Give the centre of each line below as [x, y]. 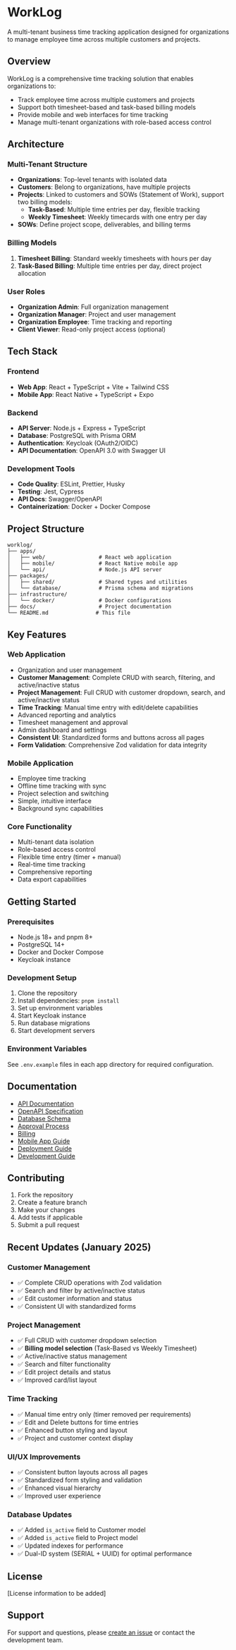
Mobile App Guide [44, 1141]
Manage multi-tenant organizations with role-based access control [114, 122]
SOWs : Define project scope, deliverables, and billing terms [104, 225]
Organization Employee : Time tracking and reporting [95, 322]
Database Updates [40, 1515]
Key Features [37, 634]
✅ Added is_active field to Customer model [81, 1530]
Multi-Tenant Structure [48, 164]
